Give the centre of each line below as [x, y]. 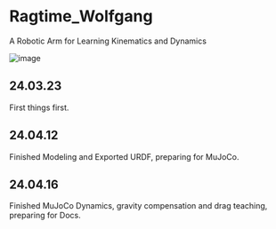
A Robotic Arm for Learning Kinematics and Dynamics [108, 41]
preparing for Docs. [45, 216]
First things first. [39, 107]
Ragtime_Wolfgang [81, 16]
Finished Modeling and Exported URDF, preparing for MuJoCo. [124, 156]
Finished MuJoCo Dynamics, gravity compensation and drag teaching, [138, 206]
